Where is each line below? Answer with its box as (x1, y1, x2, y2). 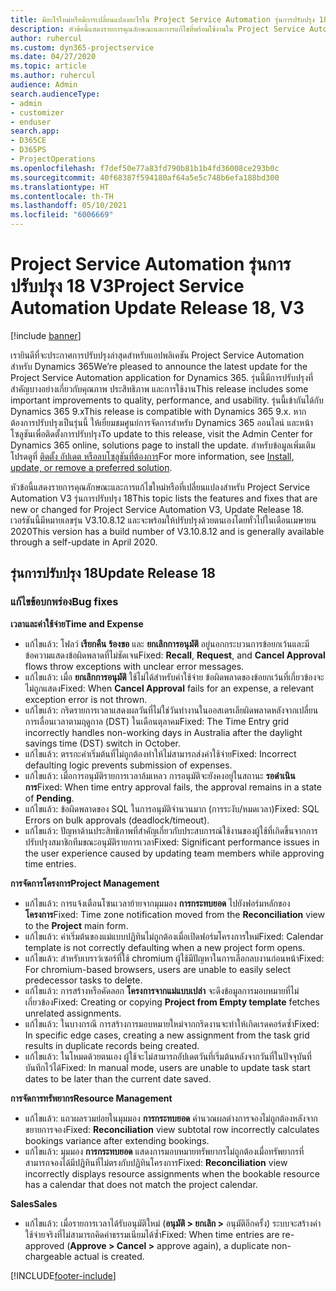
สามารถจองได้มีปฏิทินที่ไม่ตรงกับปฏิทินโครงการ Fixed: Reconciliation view (24, 1156, 288, 1168)
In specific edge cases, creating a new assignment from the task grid (24, 1029, 310, 1041)
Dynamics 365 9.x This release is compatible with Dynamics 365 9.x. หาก (10, 405, 307, 417)
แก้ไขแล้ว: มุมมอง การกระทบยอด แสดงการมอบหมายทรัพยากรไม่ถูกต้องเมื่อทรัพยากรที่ (24, 1145, 305, 1157)
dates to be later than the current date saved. (24, 1072, 212, 1085)
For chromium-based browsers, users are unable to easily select (24, 963, 292, 975)
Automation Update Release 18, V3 (10, 297, 305, 320)
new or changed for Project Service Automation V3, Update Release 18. (10, 503, 305, 515)
